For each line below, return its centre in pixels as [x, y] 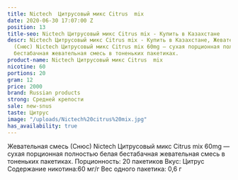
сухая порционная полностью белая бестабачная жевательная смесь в [116, 154]
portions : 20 [27, 73]
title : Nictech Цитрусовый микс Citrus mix [75, 14]
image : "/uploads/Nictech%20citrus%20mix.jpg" [77, 119]
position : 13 [27, 27]
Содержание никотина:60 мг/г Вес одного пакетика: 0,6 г [95, 169]
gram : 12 [20, 80]
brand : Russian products [44, 93]
